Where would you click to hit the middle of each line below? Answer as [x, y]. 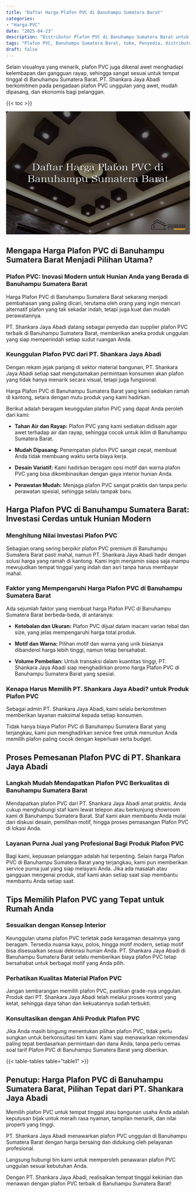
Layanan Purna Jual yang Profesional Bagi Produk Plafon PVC [95, 843]
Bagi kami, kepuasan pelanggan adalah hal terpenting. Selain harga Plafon [95, 856]
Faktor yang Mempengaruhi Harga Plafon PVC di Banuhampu [94, 588]
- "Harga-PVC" [23, 25]
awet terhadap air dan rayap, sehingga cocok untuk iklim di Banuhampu [101, 432]
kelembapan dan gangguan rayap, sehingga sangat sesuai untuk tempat [93, 73]
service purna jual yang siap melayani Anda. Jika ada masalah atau [87, 869]
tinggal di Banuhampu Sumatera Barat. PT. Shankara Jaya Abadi [83, 79]
